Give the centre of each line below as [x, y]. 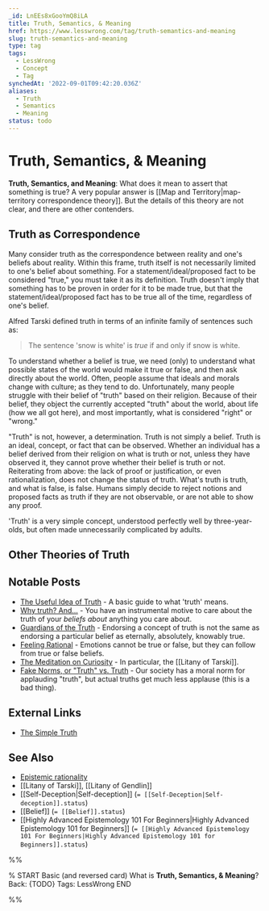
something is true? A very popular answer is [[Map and [99, 191]
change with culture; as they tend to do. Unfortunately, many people [122, 386]
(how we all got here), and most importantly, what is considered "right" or [130, 412]
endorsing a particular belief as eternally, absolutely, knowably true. [132, 636]
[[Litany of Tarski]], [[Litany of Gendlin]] [86, 786]
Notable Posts [44, 582]
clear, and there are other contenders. [71, 209]
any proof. [25, 505]
